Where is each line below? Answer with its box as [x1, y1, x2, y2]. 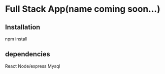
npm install [5, 36, 28, 42]
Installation [5, 23, 40, 31]
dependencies [5, 50, 50, 58]
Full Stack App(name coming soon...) [5, 3, 161, 15]
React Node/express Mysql [5, 63, 61, 69]
